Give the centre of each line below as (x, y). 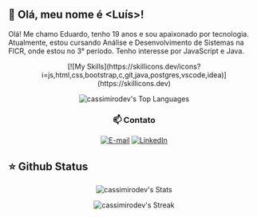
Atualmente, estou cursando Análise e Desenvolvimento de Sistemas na (127, 42)
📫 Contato (134, 120)
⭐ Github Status (48, 166)
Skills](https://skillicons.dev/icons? (144, 66)
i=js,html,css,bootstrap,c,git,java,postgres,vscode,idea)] (134, 75)
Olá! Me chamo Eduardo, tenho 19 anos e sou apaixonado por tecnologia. (128, 34)
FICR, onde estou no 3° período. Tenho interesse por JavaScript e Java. (127, 51)
